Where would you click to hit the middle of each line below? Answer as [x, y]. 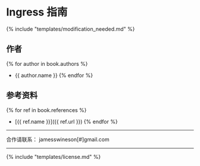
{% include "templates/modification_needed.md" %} [71, 29]
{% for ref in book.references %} [46, 110]
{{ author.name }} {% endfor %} [54, 75]
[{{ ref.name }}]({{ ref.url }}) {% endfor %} [66, 122]
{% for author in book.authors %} [47, 63]
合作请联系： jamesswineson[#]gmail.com [58, 139]
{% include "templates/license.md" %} [54, 157]
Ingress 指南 [37, 12]
